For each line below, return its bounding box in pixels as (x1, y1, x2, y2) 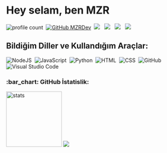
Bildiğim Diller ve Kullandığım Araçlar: (6, 41, 149, 51)
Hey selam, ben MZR (6, 4, 110, 17)
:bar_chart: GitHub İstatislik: (6, 77, 89, 86)
